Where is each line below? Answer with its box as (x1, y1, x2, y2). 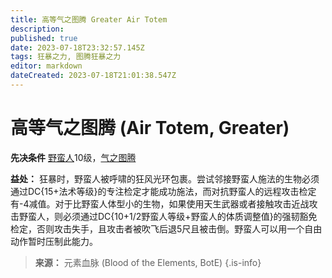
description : (10, 24, 65, 34)
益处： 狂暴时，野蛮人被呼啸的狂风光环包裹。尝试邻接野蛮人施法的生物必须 (10, 172, 320, 185)
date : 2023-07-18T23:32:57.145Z (10, 42, 145, 53)
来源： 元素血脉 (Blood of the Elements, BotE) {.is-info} (34, 256, 262, 268)
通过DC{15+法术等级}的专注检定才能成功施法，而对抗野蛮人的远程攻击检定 (10, 185, 317, 197)
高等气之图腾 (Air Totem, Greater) (10, 117, 290, 140)
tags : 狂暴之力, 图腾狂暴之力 (10, 52, 122, 62)
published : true (10, 33, 78, 43)
